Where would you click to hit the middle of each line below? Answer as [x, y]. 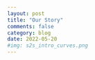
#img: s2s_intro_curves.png [48, 46]
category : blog [29, 33]
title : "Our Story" [35, 20]
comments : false [31, 26]
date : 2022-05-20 [32, 39]
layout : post [26, 13]
